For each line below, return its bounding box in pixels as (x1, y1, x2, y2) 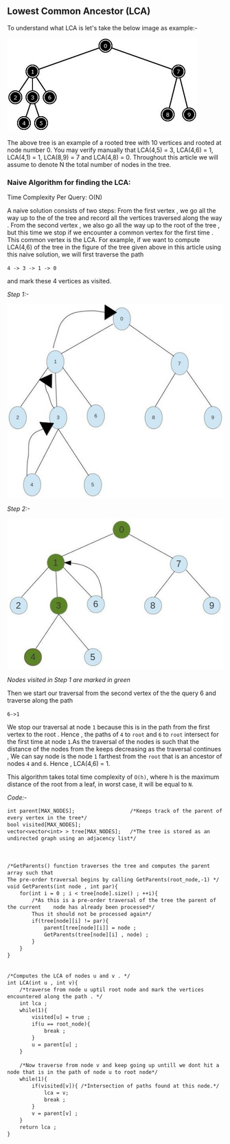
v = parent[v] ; (32, 1110, 78, 1117)
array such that (7, 870, 54, 877)
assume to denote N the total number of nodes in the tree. (7, 160, 172, 168)
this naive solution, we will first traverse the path (7, 250, 144, 258)
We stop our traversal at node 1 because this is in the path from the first (7, 723, 211, 731)
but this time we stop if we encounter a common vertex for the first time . (7, 228, 214, 236)
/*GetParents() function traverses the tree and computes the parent (7, 863, 211, 870)
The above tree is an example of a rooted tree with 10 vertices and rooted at (7, 138, 222, 146)
